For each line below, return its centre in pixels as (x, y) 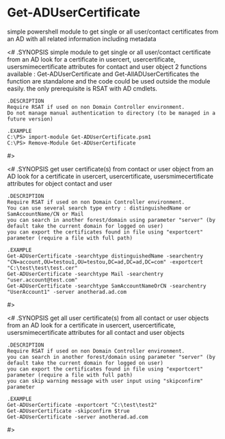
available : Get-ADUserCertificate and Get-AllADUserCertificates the (103, 74)
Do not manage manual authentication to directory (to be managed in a (111, 113)
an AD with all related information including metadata (82, 38)
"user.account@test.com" (42, 280)
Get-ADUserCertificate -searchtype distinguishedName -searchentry (105, 256)
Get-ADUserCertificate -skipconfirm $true (68, 411)
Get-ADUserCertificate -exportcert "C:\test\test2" (82, 405)
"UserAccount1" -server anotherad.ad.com (67, 292)
